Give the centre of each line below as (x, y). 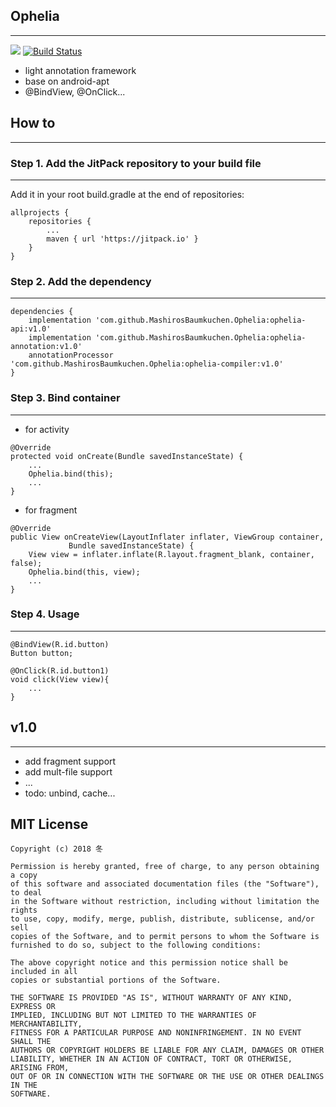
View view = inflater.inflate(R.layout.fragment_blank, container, (171, 554)
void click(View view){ (60, 679)
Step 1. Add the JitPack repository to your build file (136, 163)
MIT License (49, 824)
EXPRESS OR (33, 1007)
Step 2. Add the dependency (81, 281)
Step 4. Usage (45, 614)
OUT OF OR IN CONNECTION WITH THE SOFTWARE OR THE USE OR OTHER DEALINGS (167, 1077)
